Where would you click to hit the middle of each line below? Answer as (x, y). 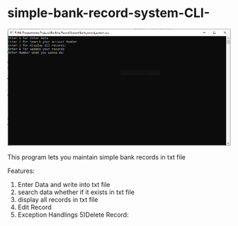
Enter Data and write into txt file (64, 185)
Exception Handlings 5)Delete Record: (73, 215)
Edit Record (34, 208)
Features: (21, 171)
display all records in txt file (58, 200)
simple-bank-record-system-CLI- (109, 13)
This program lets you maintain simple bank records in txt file (97, 157)
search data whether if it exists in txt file (76, 192)
